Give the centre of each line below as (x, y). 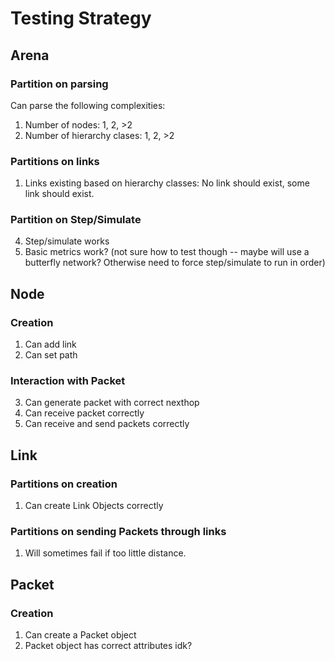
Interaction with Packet (68, 381)
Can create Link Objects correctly (94, 506)
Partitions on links (55, 161)
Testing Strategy (81, 18)
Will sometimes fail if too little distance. (105, 553)
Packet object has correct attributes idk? (108, 646)
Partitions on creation (64, 484)
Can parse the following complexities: (88, 105)
